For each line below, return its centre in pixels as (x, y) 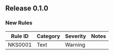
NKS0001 (20, 44)
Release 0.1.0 (27, 8)
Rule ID (20, 36)
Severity (76, 36)
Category (48, 36)
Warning (75, 44)
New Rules (19, 23)
